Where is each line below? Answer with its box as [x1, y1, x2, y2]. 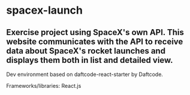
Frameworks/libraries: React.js [6, 83, 82, 89]
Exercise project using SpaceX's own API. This [6, 27, 184, 37]
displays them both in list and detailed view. [6, 55, 173, 65]
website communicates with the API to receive [6, 36, 183, 46]
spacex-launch [6, 4, 83, 17]
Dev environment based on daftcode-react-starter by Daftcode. [6, 71, 164, 78]
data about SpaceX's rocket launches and [6, 46, 166, 56]
